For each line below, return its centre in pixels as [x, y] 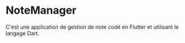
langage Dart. [23, 33]
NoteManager [41, 10]
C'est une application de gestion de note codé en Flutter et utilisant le [92, 27]
